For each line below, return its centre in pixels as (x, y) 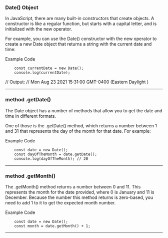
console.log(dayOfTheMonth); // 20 (51, 159)
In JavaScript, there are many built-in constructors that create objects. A (80, 19)
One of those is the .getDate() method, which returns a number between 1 (81, 126)
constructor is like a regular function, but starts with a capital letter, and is (81, 24)
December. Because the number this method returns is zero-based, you (79, 197)
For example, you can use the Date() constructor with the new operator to (81, 39)
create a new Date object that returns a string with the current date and (78, 44)
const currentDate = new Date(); (49, 68)
